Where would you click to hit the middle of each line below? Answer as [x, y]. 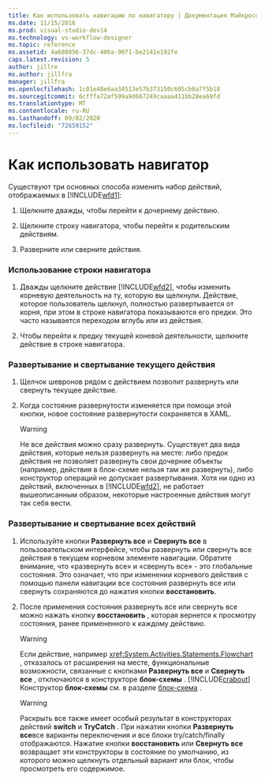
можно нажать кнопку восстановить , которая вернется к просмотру [138, 615]
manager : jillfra [37, 81]
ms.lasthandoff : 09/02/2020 [54, 118]
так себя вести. [46, 503]
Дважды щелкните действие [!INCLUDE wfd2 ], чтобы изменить [125, 287]
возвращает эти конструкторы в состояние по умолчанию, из [124, 752]
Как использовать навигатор [108, 165]
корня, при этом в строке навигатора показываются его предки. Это [136, 312]
